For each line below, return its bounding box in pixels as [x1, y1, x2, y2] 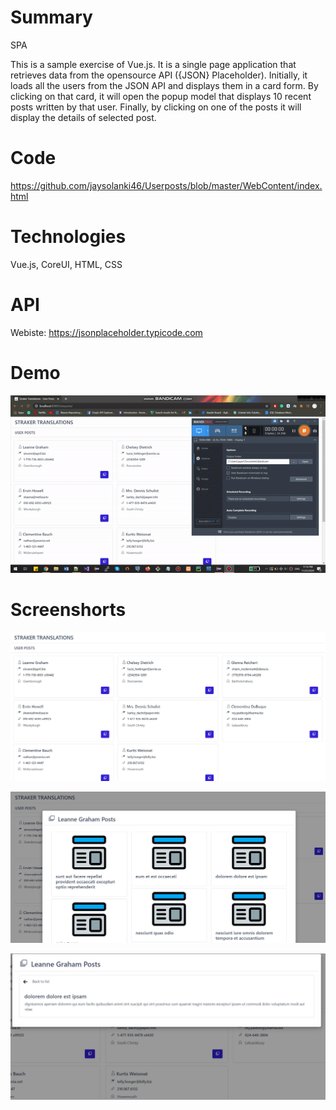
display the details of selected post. [10, 111, 157, 123]
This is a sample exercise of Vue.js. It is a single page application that [10, 58, 297, 70]
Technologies [10, 226, 127, 248]
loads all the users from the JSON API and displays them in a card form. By [10, 79, 319, 91]
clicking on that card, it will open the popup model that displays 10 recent [10, 90, 312, 102]
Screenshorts [10, 598, 127, 621]
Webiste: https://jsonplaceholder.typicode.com [10, 326, 203, 338]
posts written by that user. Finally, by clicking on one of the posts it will [10, 101, 302, 113]
